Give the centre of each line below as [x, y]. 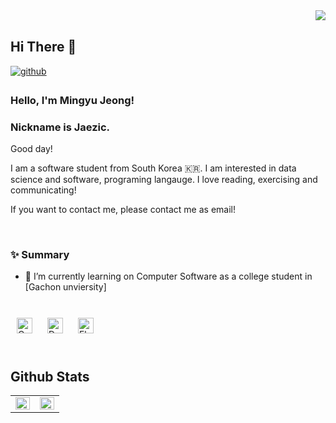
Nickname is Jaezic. [60, 127]
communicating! [43, 190]
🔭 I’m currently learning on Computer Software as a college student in [168, 276]
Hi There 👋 [43, 47]
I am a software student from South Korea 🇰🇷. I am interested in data [153, 168]
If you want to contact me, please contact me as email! [123, 210]
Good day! [31, 149]
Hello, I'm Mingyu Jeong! [72, 100]
